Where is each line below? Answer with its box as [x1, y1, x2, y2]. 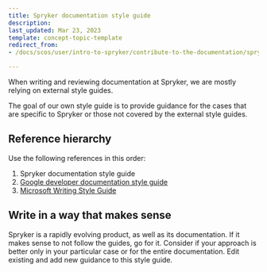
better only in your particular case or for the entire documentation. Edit [8, 247, 240, 256]
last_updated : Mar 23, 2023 [8, 26, 102, 34]
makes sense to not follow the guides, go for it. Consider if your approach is [8, 238, 257, 247]
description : [8, 19, 52, 27]
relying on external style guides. [8, 86, 114, 95]
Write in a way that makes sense [8, 209, 172, 222]
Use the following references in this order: [8, 153, 146, 163]
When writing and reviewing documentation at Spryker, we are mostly [8, 77, 237, 86]
